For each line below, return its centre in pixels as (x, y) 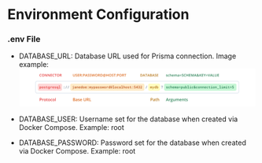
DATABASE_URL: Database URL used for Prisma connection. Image (127, 56)
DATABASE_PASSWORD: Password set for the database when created (133, 143)
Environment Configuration (98, 15)
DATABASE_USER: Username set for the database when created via (128, 119)
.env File (24, 39)
